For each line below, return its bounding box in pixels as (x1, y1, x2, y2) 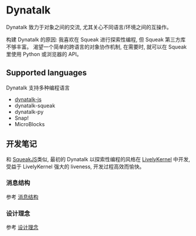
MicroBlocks (14, 120, 45, 127)
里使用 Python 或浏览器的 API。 (6, 50, 82, 57)
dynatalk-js (14, 96, 42, 103)
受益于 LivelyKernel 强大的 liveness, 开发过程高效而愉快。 (6, 163, 145, 170)
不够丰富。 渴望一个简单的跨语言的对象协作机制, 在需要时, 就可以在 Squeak (6, 43, 187, 50)
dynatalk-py (14, 108, 44, 115)
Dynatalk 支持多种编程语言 (6, 84, 70, 91)
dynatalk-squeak (14, 102, 56, 109)
